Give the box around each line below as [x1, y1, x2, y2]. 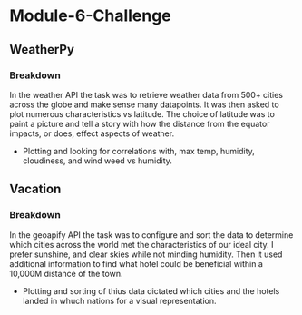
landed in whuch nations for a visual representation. [22, 295, 217, 306]
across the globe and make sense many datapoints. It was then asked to [9, 99, 279, 110]
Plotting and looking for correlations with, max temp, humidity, [22, 145, 256, 156]
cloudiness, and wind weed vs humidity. [22, 155, 172, 166]
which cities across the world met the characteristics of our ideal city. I [9, 239, 274, 250]
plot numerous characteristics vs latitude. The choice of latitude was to [9, 108, 275, 119]
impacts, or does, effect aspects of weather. [9, 128, 175, 139]
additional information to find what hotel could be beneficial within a [9, 258, 263, 269]
